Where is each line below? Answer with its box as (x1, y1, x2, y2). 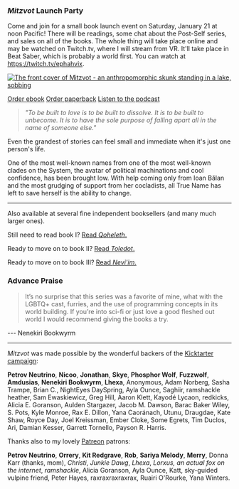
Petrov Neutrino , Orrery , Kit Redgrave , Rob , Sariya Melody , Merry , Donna (7, 451, 229, 459)
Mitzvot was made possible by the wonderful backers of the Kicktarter (7, 349, 214, 358)
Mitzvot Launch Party (7, 6, 84, 16)
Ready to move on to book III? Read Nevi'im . (7, 258, 137, 267)
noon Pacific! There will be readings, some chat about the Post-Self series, (7, 29, 227, 38)
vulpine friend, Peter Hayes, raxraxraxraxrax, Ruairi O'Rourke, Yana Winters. (7, 473, 230, 482)
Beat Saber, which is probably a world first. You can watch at (7, 52, 186, 60)
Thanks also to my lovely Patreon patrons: (7, 436, 131, 446)
